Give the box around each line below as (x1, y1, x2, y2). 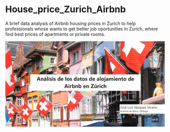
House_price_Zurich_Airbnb (5, 4, 126, 15)
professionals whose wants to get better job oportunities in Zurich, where (5, 25, 158, 31)
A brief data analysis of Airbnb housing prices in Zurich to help (5, 20, 136, 26)
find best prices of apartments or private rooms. (5, 31, 106, 37)
